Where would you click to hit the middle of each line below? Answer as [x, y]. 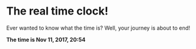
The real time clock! [57, 11]
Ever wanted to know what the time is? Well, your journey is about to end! [98, 28]
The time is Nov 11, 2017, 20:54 [46, 39]
